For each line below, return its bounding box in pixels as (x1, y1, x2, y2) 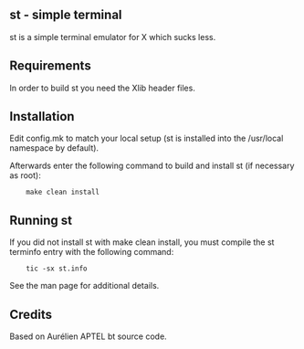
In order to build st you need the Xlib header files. (9, 82, 196, 93)
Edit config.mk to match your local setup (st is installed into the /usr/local (9, 132, 284, 144)
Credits (9, 306, 53, 323)
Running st (9, 212, 73, 227)
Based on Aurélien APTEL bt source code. (9, 331, 167, 342)
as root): (9, 170, 41, 181)
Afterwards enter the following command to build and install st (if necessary (9, 160, 295, 172)
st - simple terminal (9, 7, 122, 23)
